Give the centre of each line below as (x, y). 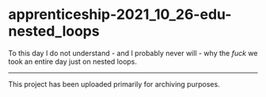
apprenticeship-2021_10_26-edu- (120, 15)
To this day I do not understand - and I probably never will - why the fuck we (133, 53)
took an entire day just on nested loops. (72, 62)
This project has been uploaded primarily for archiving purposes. (114, 84)
